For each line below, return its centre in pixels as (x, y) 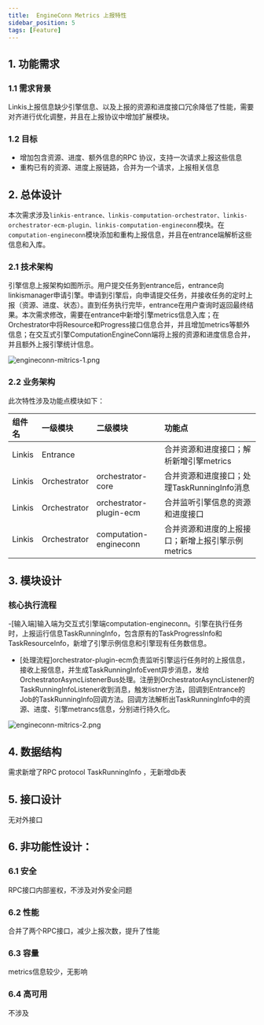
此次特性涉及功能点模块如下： (56, 400)
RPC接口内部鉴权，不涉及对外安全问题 (70, 890)
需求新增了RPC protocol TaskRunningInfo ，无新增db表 (97, 772)
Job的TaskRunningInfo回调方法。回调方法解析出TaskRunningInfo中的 (132, 699)
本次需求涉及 (29, 215)
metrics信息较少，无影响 (48, 972)
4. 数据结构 (35, 752)
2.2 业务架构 (32, 382)
